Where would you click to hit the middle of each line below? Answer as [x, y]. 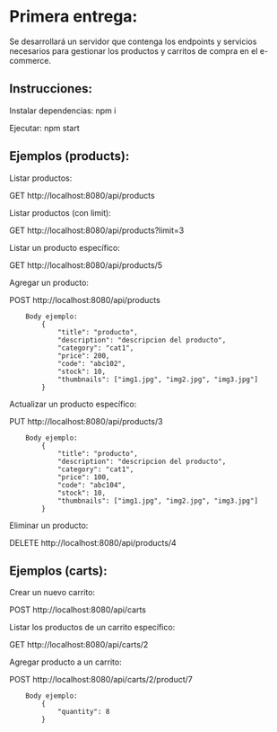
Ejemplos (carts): [58, 571]
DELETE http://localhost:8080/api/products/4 [93, 542]
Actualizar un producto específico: [73, 404]
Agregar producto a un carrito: [66, 662]
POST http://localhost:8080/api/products [85, 299]
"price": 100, [83, 477]
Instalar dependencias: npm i [63, 111]
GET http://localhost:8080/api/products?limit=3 [97, 230]
